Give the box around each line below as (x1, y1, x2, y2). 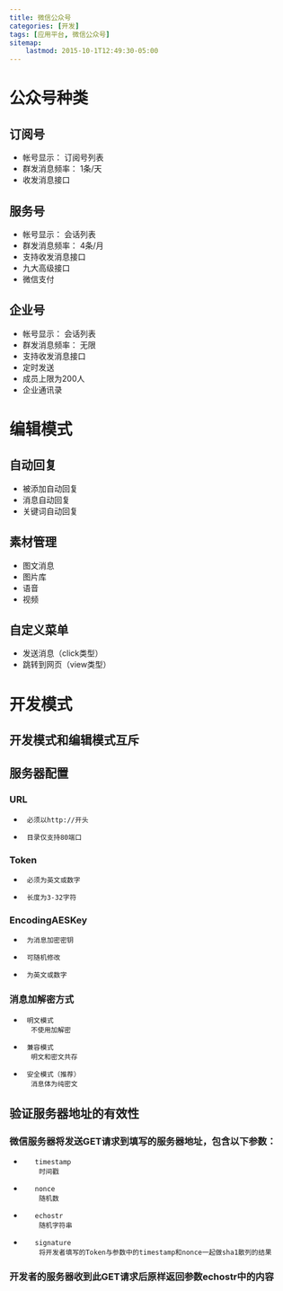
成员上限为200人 (22, 373, 85, 384)
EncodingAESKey (9, 914, 88, 926)
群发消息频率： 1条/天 (22, 164, 102, 174)
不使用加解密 (31, 1025, 72, 1034)
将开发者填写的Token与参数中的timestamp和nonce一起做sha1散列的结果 (39, 1248, 272, 1258)
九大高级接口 (22, 262, 70, 273)
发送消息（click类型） (22, 648, 103, 659)
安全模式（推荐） (26, 1070, 81, 1079)
